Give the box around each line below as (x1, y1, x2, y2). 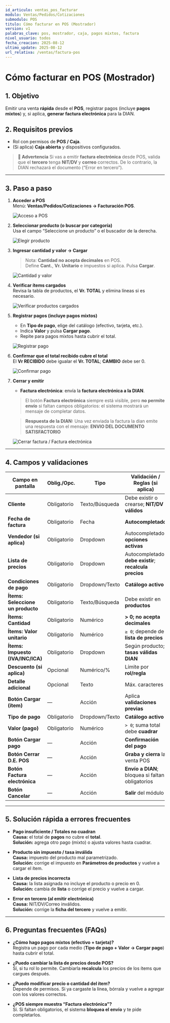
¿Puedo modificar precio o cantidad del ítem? (12, 980, 110, 987)
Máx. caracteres (124, 681, 163, 688)
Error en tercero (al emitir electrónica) (12, 895, 94, 901)
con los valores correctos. (12, 991, 67, 997)
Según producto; (124, 642, 165, 649)
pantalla (15, 482, 35, 489)
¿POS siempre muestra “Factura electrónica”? (12, 1001, 112, 1007)
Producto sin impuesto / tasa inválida (12, 849, 93, 855)
